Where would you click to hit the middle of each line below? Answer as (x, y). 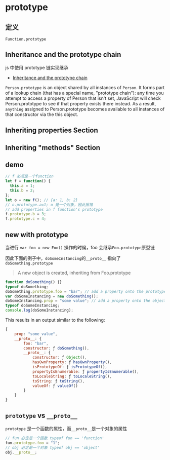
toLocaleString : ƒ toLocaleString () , (72, 376)
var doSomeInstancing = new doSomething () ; (52, 296)
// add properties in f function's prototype (54, 209)
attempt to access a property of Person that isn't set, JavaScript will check (83, 98)
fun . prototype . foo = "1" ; (32, 443)
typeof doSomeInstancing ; (32, 305)
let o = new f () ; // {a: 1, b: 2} (42, 200)
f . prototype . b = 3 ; (26, 214)
